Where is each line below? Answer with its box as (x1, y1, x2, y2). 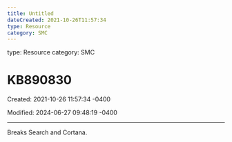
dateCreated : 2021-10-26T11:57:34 (7, 17, 107, 23)
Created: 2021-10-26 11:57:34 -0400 (7, 95, 111, 103)
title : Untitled (7, 10, 54, 17)
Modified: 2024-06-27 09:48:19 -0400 (7, 108, 117, 117)
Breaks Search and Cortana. (7, 128, 88, 136)
